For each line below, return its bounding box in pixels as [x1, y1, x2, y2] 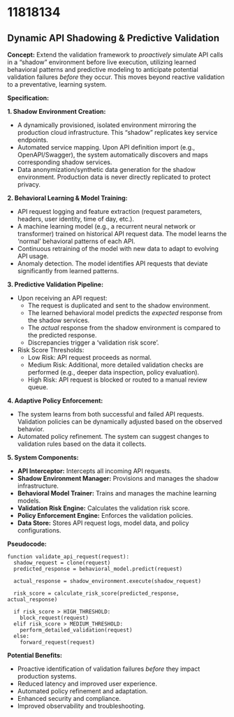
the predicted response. [27, 331, 97, 339]
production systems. [17, 672, 77, 680]
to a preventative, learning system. [7, 80, 107, 88]
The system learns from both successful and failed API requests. [17, 410, 204, 418]
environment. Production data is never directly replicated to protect [17, 173, 211, 181]
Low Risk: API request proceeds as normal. [27, 354, 152, 361]
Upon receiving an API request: [17, 294, 108, 302]
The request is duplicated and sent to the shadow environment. [27, 301, 211, 310]
